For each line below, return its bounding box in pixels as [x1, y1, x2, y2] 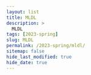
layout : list [6, 8, 39, 15]
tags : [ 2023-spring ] [6, 31, 59, 37]
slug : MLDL [6, 37, 34, 43]
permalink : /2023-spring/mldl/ [6, 43, 86, 49]
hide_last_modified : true [6, 54, 72, 60]
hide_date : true [6, 59, 47, 65]
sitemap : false [6, 48, 45, 54]
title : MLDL [6, 15, 36, 21]
